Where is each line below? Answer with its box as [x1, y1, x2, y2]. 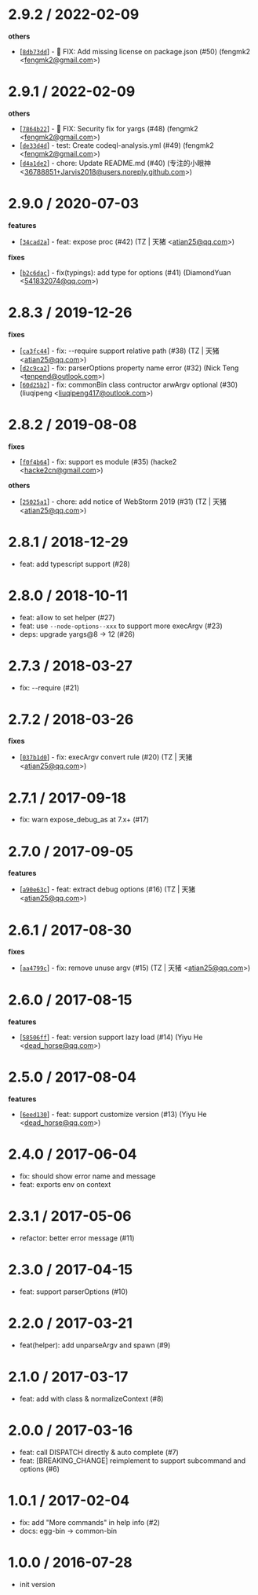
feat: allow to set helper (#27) [19, 612, 115, 622]
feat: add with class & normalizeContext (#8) [19, 1394, 164, 1403]
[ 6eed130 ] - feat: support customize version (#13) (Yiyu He [19, 1110, 207, 1119]
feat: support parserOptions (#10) [19, 1287, 129, 1296]
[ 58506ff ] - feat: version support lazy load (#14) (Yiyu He [19, 1032, 203, 1042]
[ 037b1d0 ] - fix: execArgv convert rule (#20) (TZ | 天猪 [19, 752, 193, 762]
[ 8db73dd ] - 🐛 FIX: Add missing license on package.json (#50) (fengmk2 [19, 46, 251, 56]
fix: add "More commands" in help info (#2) [19, 1517, 161, 1527]
